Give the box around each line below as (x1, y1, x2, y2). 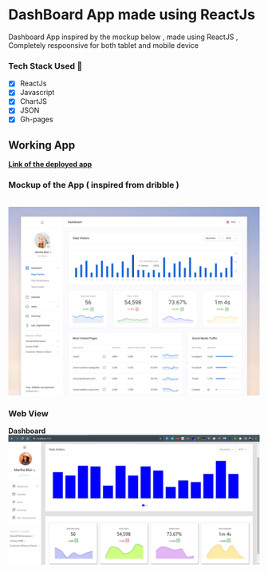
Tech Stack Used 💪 (8, 60, 83, 71)
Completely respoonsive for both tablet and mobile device (8, 40, 199, 50)
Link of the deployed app (8, 160, 93, 169)
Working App (8, 138, 76, 152)
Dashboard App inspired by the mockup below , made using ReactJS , (8, 32, 238, 42)
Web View (8, 407, 49, 419)
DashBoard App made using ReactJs (8, 6, 255, 24)
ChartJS (19, 97, 48, 106)
